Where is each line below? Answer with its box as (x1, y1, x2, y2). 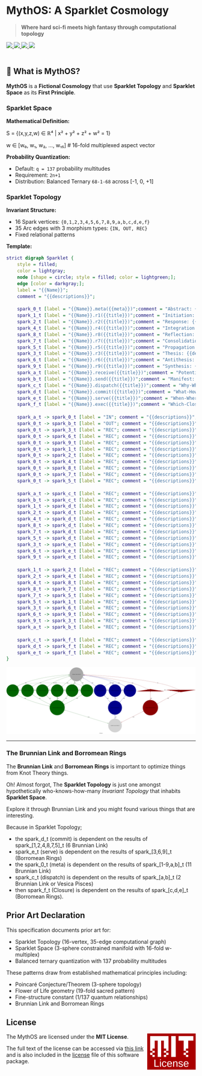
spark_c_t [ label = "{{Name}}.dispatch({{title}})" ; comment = (17, 382, 176, 388)
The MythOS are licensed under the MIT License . (6, 1033, 129, 1040)
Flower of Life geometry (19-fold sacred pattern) (14, 987, 135, 994)
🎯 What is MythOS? (6, 66, 81, 77)
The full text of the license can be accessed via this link (6, 1045, 144, 1052)
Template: (6, 242, 32, 250)
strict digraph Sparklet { (6, 255, 74, 261)
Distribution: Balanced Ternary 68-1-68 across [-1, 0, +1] (14, 178, 154, 185)
